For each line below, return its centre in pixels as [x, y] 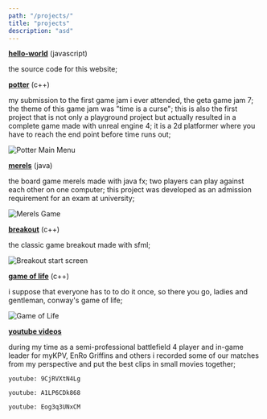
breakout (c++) [34, 229]
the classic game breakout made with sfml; [80, 245]
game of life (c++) [39, 276]
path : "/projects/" [41, 16]
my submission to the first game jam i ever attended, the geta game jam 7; [131, 101]
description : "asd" [41, 31]
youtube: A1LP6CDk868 [45, 393]
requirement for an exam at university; [72, 199]
